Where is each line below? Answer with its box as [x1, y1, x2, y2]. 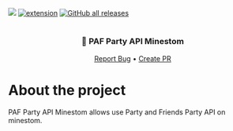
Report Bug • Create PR [94, 53, 171, 63]
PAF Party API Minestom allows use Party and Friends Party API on [8, 107, 226, 117]
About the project [8, 81, 126, 99]
